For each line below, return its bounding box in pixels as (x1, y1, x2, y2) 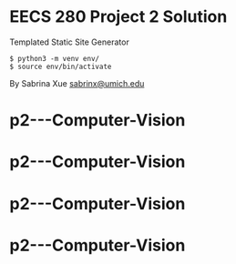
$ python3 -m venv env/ (9, 54, 100, 63)
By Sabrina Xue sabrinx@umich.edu (9, 77, 145, 88)
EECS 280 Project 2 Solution (9, 6, 228, 27)
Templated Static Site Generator (9, 36, 129, 47)
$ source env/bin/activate (9, 62, 112, 71)
